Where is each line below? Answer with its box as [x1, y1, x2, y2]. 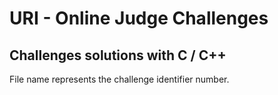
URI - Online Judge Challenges [9, 7, 269, 30]
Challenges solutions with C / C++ [9, 47, 227, 64]
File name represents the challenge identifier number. [9, 73, 230, 85]
